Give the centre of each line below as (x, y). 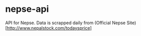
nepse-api (27, 9)
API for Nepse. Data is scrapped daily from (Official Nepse (65, 23)
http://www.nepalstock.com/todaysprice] (49, 28)
